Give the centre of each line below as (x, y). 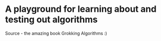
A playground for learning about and (81, 9)
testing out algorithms (51, 20)
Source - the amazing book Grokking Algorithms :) (56, 33)
